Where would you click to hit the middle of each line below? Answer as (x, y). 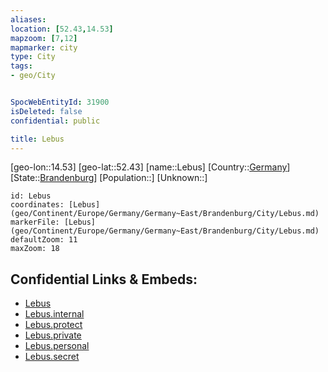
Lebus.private (53, 335)
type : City (33, 57)
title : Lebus (37, 139)
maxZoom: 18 (35, 249)
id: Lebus (31, 196)
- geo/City (33, 76)
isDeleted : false (46, 111)
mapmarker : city (44, 47)
